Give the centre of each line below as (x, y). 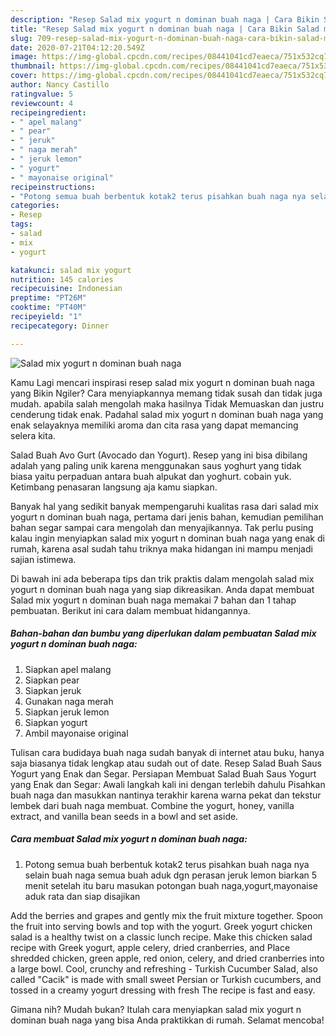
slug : (21, 38)
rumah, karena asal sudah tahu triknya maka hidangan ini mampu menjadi (161, 548)
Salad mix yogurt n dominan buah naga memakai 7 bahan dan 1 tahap (153, 600)
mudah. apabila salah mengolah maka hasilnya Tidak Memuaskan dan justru (167, 403)
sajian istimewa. (43, 559)
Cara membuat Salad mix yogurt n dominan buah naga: (129, 839)
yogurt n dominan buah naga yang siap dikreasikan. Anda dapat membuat (162, 589)
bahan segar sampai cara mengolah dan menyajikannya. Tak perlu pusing (162, 527)
